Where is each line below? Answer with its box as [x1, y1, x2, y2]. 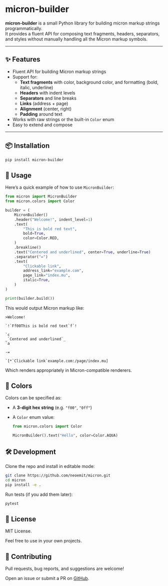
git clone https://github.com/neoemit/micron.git [5, 473, 111, 478]
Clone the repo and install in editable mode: [5, 463, 95, 469]
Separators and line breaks [19, 95, 76, 101]
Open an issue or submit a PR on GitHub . [5, 575, 89, 581]
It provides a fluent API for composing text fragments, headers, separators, [5, 31, 160, 37]
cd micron [5, 477, 26, 482]
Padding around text [19, 111, 62, 117]
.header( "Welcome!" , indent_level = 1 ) [14, 217, 93, 222]
